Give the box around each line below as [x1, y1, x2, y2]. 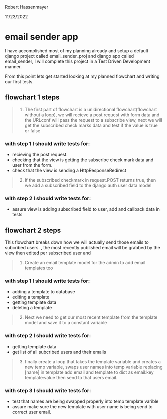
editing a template [12, 294, 50, 300]
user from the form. [12, 162, 53, 168]
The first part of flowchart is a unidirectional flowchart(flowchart [24, 106, 157, 112]
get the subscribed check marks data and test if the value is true [24, 122, 158, 128]
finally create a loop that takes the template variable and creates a [24, 358, 161, 364]
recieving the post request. [12, 152, 68, 158]
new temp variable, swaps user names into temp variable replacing [24, 364, 163, 370]
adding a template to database [12, 289, 75, 295]
